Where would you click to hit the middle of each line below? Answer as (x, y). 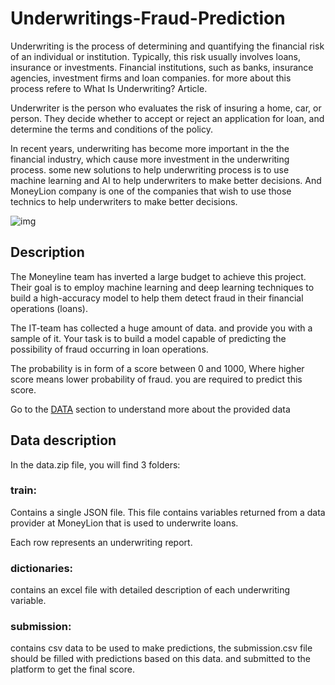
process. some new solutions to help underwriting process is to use (150, 169)
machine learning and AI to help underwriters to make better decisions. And (166, 180)
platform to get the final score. (72, 669)
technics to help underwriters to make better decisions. (124, 201)
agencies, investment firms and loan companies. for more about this (151, 78)
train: (24, 490)
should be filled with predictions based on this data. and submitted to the (161, 659)
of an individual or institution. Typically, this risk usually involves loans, (155, 56)
